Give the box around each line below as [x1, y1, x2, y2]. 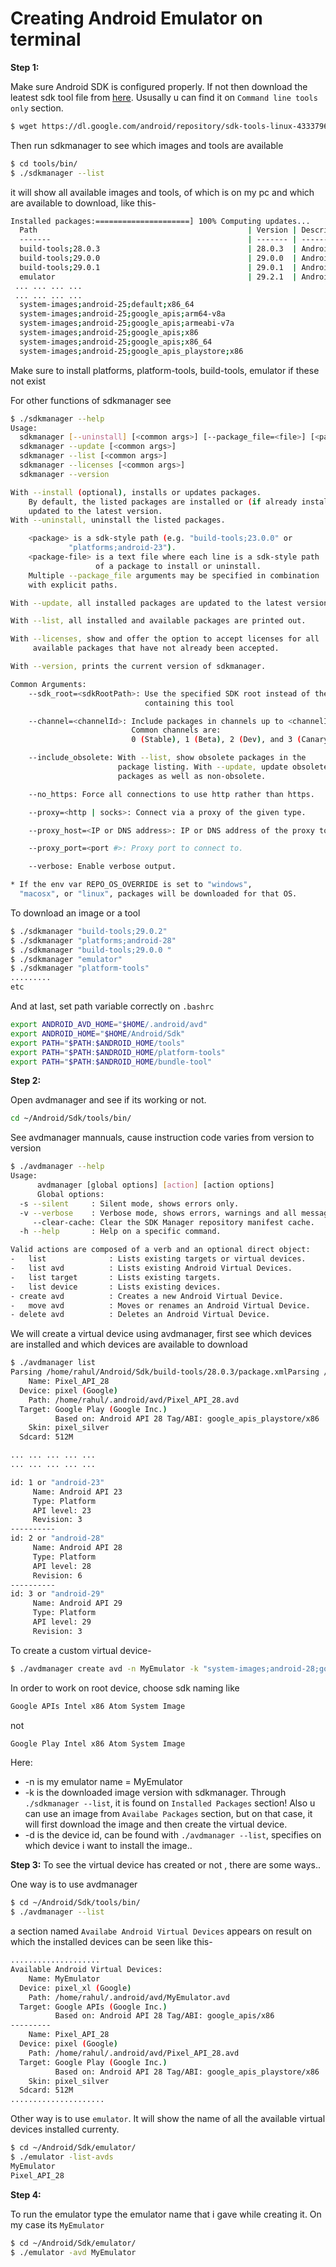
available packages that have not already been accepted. [32, 643, 280, 654]
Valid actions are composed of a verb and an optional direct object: [10, 1245, 311, 1255]
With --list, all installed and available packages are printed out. [10, 616, 307, 626]
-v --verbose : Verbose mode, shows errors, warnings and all [19, 1208, 298, 1218]
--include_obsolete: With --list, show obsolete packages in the [28, 753, 307, 763]
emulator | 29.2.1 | [19, 272, 298, 282]
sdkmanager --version [19, 469, 110, 479]
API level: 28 [32, 1561, 92, 1571]
